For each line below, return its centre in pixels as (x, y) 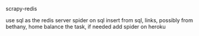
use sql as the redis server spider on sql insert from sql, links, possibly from (99, 20)
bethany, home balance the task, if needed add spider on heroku (86, 27)
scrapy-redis (21, 9)
